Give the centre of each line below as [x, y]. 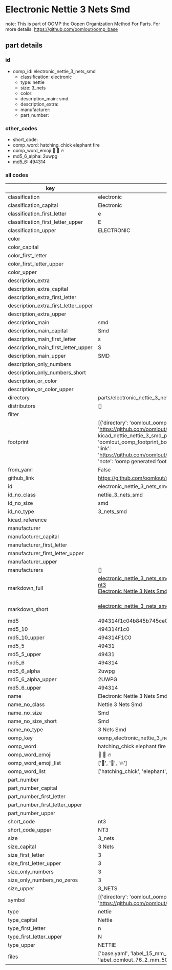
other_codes [21, 128]
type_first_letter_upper [35, 937]
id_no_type [21, 512]
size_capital [22, 846]
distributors [22, 406]
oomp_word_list [27, 771]
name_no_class [26, 704]
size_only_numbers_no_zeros [43, 880]
